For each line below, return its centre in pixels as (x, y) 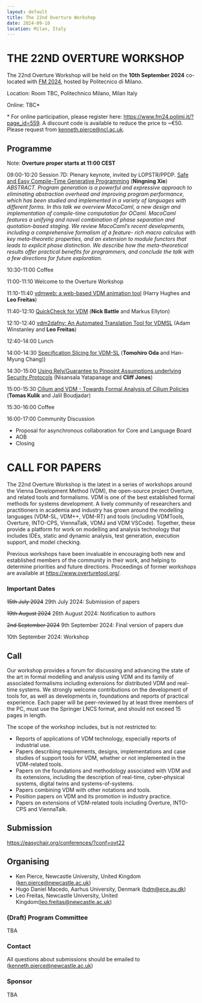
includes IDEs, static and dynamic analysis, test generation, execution (93, 535)
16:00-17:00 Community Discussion (51, 419)
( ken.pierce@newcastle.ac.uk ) (53, 882)
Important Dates (31, 588)
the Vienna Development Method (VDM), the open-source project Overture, (100, 491)
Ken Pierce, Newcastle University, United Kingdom (78, 876)
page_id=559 (23, 123)
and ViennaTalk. (47, 809)
